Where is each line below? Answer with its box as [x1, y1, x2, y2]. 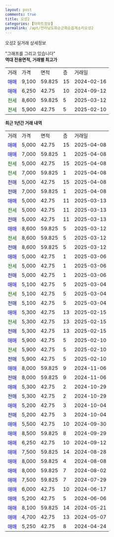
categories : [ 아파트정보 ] [5, 21, 53, 26]
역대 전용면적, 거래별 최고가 [5, 57, 58, 63]
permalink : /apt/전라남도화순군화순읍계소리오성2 [5, 26, 94, 31]
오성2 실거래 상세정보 [5, 40, 46, 46]
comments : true [5, 12, 37, 17]
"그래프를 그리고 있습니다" [5, 51, 56, 57]
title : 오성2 [5, 16, 30, 21]
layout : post [5, 7, 32, 12]
